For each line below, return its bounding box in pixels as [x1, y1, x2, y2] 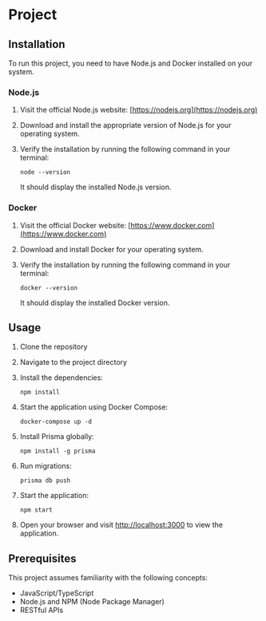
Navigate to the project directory [19, 358, 128, 367]
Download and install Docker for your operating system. [19, 244, 204, 254]
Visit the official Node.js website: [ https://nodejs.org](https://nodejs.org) [19, 105, 258, 115]
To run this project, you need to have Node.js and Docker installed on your [8, 58, 253, 68]
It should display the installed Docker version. [19, 298, 170, 307]
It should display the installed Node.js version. [19, 182, 172, 192]
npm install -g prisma [19, 447, 96, 456]
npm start [19, 506, 54, 514]
